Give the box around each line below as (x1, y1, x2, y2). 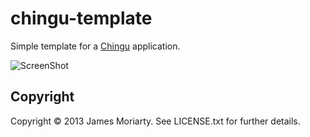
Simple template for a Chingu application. (10, 40, 181, 52)
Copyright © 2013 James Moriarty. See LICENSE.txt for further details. (10, 115, 301, 127)
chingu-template (10, 7, 153, 30)
